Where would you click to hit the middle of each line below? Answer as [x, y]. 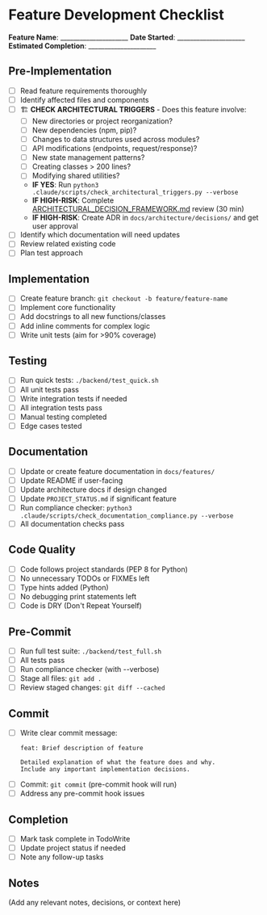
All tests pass [42, 660]
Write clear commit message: [69, 733]
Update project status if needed [73, 848]
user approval [55, 226]
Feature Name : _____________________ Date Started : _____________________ [127, 37]
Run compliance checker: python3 [76, 507]
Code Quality [42, 550]
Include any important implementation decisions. [105, 770]
